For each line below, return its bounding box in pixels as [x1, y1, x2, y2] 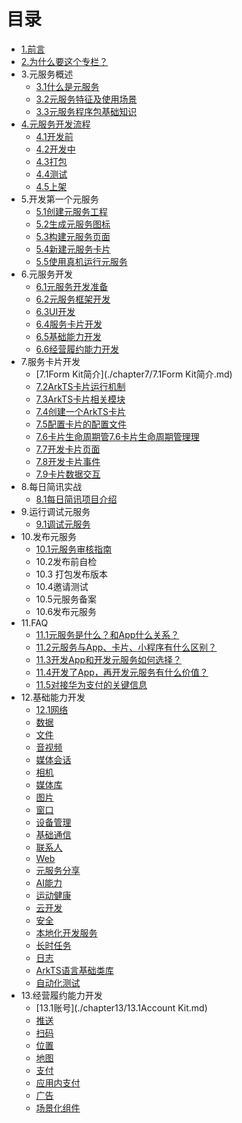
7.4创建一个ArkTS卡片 [35, 405, 126, 417]
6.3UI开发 [35, 305, 76, 317]
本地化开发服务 [35, 926, 98, 939]
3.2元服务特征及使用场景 [35, 93, 138, 105]
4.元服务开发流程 [20, 118, 91, 130]
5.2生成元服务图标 [35, 218, 111, 230]
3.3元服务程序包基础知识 [35, 105, 138, 117]
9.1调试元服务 [35, 518, 91, 530]
